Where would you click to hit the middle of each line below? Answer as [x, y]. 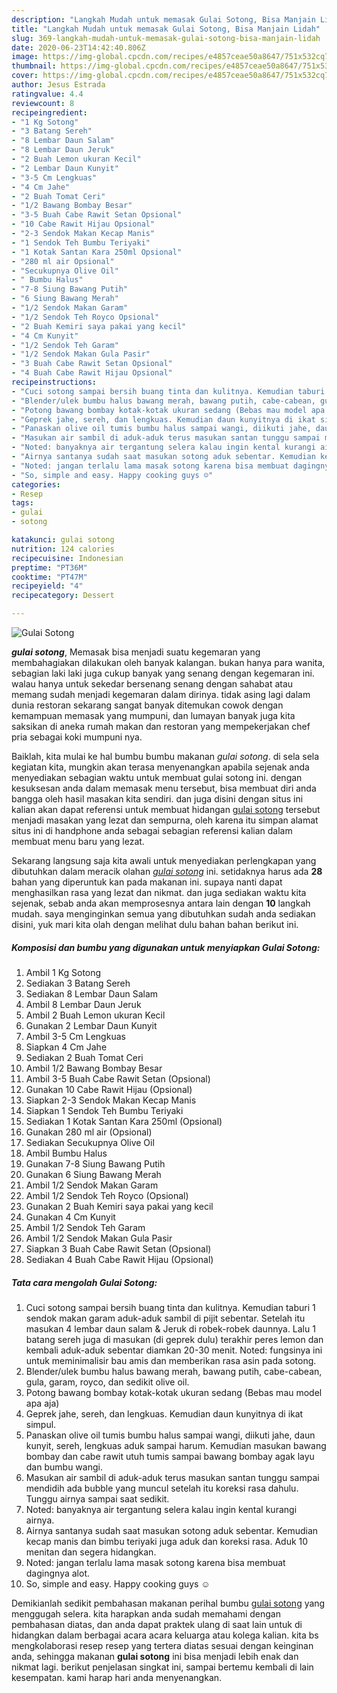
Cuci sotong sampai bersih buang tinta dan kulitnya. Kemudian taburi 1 [170, 1307]
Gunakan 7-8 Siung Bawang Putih [95, 1163]
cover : [25, 76]
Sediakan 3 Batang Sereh [78, 983]
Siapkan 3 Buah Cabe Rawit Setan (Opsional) [118, 1248]
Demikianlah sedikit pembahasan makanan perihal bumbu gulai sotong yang [168, 1603]
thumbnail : [34, 66]
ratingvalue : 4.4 [47, 94]
